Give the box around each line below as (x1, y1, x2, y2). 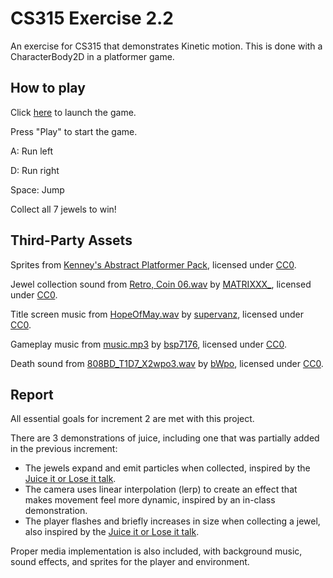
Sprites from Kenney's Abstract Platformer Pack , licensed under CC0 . (10, 258, 297, 271)
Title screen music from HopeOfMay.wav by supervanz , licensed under (10, 308, 304, 320)
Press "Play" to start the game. (10, 125, 138, 137)
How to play (10, 80, 86, 97)
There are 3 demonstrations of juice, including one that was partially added (10, 432, 320, 444)
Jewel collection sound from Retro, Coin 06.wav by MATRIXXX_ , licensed (10, 278, 312, 290)
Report (10, 386, 54, 403)
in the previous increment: (10, 443, 118, 455)
